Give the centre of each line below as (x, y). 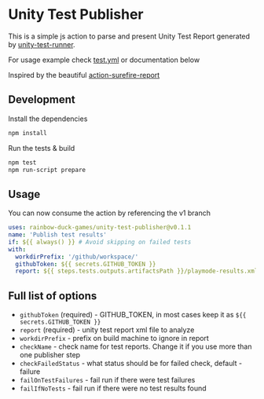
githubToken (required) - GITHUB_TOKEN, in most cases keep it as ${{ (133, 315)
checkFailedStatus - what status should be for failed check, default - (131, 364)
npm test (22, 163)
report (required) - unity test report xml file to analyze (107, 330)
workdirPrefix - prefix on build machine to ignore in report (114, 339)
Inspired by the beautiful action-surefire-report (84, 75)
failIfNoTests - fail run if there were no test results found (113, 388)
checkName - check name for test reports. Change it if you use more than (136, 346)
